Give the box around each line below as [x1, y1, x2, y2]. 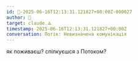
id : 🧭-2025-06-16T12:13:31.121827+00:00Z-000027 [6, 8, 133, 15]
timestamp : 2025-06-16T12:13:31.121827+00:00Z [6, 25, 127, 32]
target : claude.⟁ [6, 20, 52, 26]
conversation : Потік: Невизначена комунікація [6, 31, 127, 37]
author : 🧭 [6, 14, 32, 21]
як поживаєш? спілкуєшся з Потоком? [6, 48, 107, 55]
